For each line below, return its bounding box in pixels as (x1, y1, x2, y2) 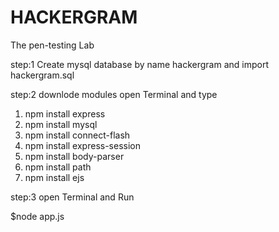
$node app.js (10, 210, 65, 222)
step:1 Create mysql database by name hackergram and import (10, 58, 269, 70)
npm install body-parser (24, 150, 125, 162)
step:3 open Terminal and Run (10, 191, 135, 203)
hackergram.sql (10, 69, 75, 81)
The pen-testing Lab (10, 39, 95, 51)
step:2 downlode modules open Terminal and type (10, 88, 218, 100)
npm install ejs (24, 171, 85, 183)
